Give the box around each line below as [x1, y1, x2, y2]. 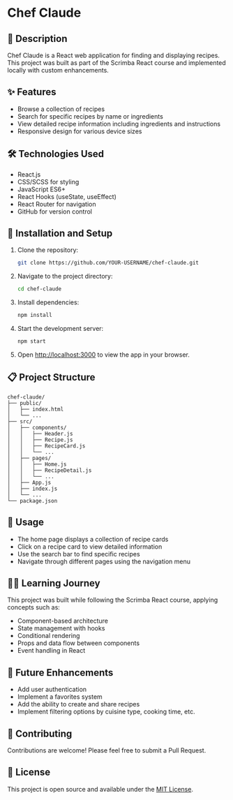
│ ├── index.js [7, 485, 58, 492]
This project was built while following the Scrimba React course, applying [7, 595, 218, 605]
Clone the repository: [17, 246, 79, 254]
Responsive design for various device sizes [17, 127, 142, 135]
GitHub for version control [17, 207, 93, 216]
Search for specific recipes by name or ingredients [17, 112, 164, 120]
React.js [17, 170, 41, 179]
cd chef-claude [17, 286, 62, 292]
